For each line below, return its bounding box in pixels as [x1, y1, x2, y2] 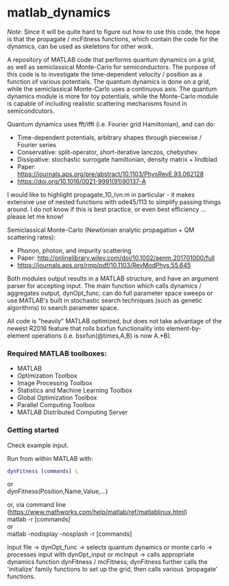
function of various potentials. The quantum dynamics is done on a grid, [7, 77, 211, 85]
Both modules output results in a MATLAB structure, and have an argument [7, 274, 219, 283]
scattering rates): [7, 232, 56, 241]
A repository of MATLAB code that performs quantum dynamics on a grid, [7, 55, 216, 63]
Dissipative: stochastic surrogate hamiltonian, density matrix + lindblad [16, 155, 217, 163]
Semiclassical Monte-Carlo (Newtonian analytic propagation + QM [7, 226, 195, 234]
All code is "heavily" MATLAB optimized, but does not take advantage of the [7, 316, 222, 325]
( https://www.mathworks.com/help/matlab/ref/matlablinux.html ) [7, 508, 188, 517]
